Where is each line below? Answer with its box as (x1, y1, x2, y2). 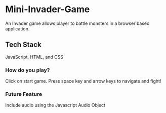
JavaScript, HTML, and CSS (5, 54, 64, 60)
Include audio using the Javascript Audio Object (5, 102, 105, 108)
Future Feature (5, 90, 43, 97)
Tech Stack (5, 41, 41, 49)
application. (5, 25, 30, 31)
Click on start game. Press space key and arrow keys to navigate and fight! (5, 78, 161, 84)
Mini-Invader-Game (5, 4, 90, 15)
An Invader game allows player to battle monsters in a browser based (5, 20, 150, 26)
